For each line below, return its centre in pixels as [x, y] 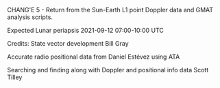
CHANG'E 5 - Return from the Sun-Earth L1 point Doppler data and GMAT [110, 10]
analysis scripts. [30, 17]
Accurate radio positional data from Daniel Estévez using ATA [94, 57]
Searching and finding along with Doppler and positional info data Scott [108, 70]
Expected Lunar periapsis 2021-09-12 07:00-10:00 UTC [86, 30]
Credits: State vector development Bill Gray [68, 43]
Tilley [15, 77]
